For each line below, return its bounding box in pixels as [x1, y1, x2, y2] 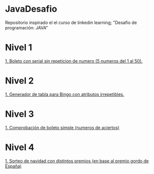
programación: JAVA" [5, 24, 48, 30]
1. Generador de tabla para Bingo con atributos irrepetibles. [5, 91, 125, 97]
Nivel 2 [5, 75, 34, 87]
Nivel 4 [5, 142, 35, 152]
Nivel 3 [5, 109, 34, 119]
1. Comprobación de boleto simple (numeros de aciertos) [5, 125, 120, 130]
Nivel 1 [5, 42, 33, 53]
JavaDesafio [5, 3, 57, 15]
